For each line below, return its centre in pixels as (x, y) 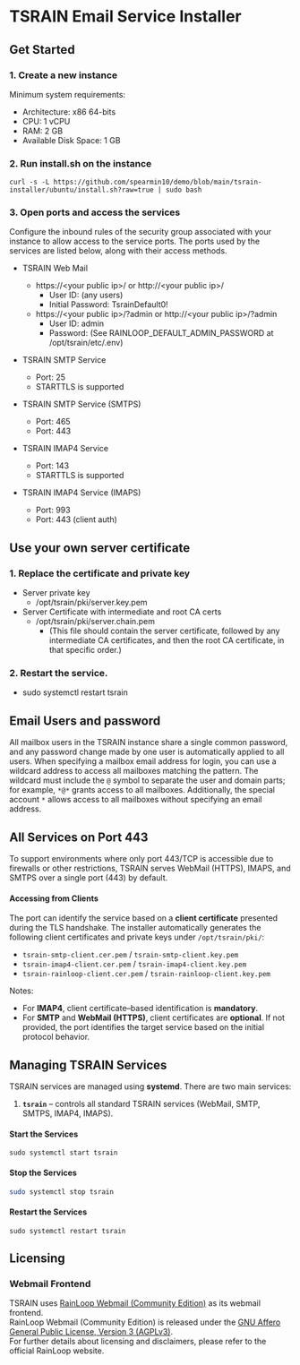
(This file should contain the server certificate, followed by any (164, 631)
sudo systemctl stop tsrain (62, 1192)
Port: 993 (53, 510)
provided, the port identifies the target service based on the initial (143, 1027)
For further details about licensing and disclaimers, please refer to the (138, 1342)
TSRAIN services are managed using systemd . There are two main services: (150, 1086)
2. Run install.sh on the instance (81, 163)
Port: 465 (53, 422)
